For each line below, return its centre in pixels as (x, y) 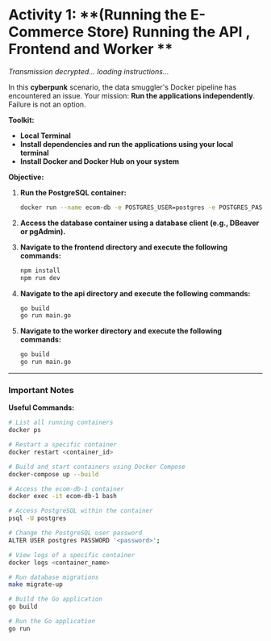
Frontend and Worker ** (91, 49)
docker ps (25, 430)
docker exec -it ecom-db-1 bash (63, 496)
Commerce (46, 32)
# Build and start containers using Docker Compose (97, 467)
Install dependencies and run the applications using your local (127, 144)
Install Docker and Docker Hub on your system (100, 161)
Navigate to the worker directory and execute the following (121, 331)
